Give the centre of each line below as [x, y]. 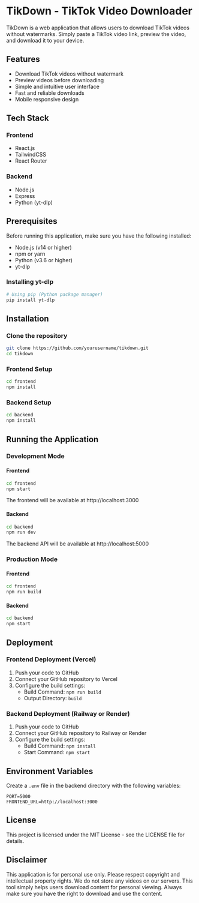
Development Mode [35, 456]
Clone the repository [37, 335]
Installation [28, 318]
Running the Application [52, 439]
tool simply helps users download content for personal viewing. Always [94, 887]
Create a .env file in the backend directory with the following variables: [94, 785]
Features [23, 59]
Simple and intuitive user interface [57, 86]
